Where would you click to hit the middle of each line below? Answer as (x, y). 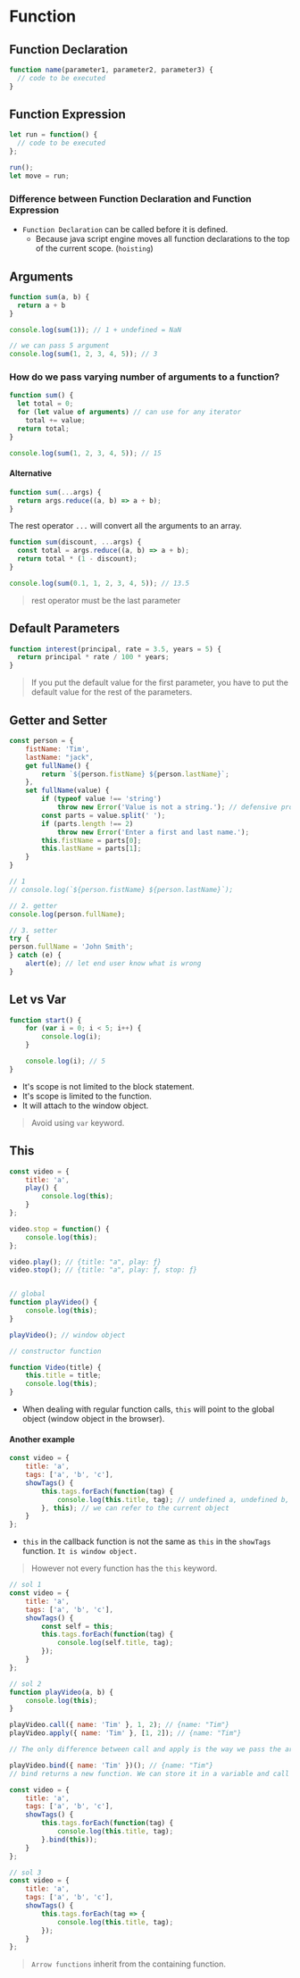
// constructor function (55, 1351)
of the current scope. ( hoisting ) (94, 248)
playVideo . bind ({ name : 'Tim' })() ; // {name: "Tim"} (112, 1765)
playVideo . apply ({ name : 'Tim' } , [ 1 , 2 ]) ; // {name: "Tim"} (125, 1733)
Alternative (30, 473)
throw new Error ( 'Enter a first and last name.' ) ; (153, 832)
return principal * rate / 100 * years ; (93, 657)
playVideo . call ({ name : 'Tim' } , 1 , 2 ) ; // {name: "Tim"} (119, 1725)
